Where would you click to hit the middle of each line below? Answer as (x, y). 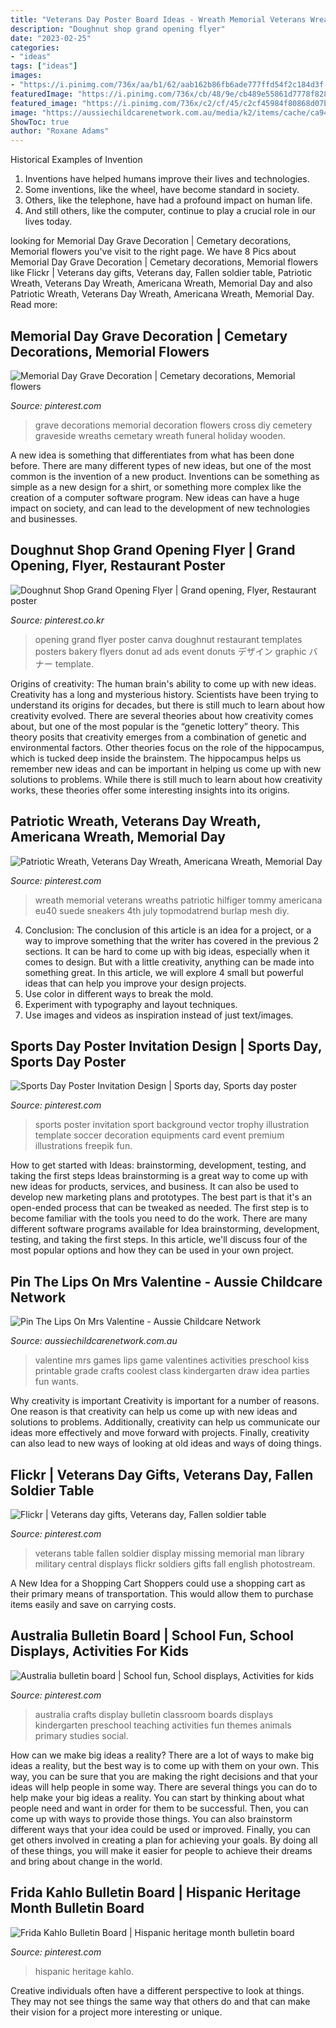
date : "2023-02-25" (51, 38)
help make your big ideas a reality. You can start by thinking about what (157, 1797)
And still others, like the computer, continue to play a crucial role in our (170, 211)
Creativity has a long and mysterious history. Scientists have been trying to (164, 694)
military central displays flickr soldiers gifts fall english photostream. (175, 1564)
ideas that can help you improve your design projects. (135, 983)
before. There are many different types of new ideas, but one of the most (161, 465)
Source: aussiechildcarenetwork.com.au (94, 1341)
